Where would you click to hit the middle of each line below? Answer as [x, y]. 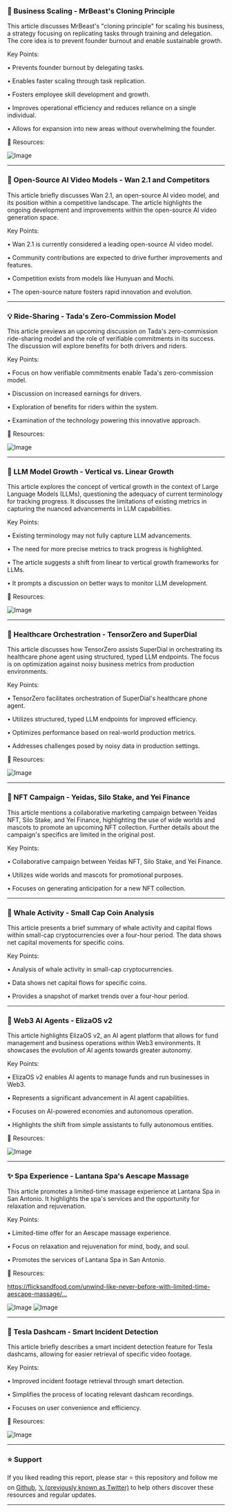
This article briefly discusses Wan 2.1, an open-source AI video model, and [113, 195]
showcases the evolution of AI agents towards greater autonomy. [99, 1050]
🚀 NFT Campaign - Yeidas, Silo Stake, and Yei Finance [99, 797]
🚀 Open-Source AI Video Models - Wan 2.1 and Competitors [109, 180]
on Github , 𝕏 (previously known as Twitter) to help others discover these [110, 1488]
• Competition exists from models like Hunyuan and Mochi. [91, 278]
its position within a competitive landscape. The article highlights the [105, 202]
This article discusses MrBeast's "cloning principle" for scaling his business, [116, 26]
